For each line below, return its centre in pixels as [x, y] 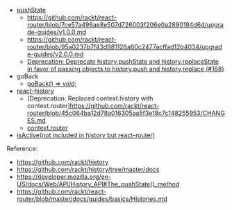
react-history [35, 91]
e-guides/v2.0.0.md [55, 54]
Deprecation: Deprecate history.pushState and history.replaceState [123, 61]
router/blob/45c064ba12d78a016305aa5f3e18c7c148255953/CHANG [126, 113]
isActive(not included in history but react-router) [86, 135]
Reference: [22, 149]
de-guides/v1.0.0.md [56, 32]
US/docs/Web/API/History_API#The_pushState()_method [98, 184]
